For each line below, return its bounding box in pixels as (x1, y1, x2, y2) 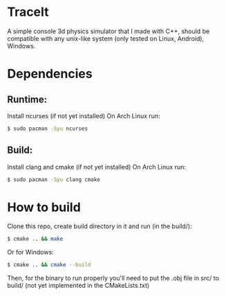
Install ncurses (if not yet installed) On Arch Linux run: (7, 111, 160, 120)
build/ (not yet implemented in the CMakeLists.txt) (7, 281, 150, 290)
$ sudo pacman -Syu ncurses (7, 125, 88, 132)
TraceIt (7, 4, 50, 20)
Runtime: (7, 93, 48, 105)
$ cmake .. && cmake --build (7, 261, 91, 268)
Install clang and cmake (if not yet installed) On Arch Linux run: (7, 163, 187, 171)
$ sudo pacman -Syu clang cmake (7, 176, 100, 183)
